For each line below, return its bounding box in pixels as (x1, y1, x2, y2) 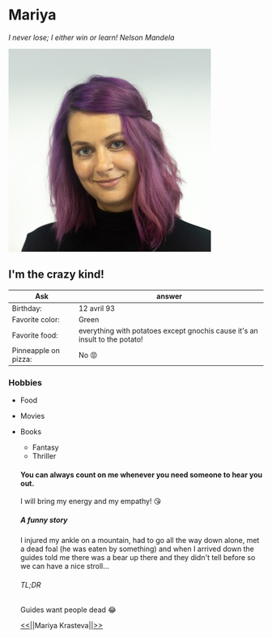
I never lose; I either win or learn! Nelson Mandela (8, 32, 175, 42)
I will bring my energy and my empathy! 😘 (19, 497, 162, 507)
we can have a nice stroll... (19, 562, 109, 571)
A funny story (19, 515, 68, 524)
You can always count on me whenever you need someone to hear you (19, 469, 263, 480)
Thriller (32, 451, 57, 461)
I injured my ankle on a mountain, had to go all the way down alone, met (19, 536, 260, 545)
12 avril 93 (78, 303, 116, 313)
